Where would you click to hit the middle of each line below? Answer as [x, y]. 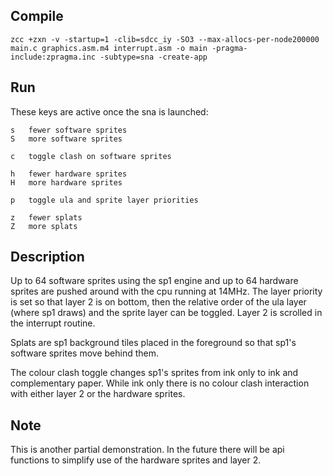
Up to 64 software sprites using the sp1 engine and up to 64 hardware [154, 281]
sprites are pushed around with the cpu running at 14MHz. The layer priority [166, 291]
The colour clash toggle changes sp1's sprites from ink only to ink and [154, 373]
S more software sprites [66, 139]
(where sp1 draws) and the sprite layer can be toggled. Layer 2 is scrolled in [166, 313]
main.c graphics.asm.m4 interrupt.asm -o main [109, 48]
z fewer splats [46, 217]
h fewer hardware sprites [69, 174]
